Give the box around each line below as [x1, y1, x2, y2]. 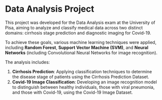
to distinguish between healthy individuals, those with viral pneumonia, [12, 84, 155, 90]
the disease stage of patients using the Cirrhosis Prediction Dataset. [12, 74, 150, 80]
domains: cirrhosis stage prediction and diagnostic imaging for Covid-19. [5, 30, 151, 36]
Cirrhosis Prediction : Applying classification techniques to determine [12, 68, 152, 74]
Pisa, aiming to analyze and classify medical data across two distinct [5, 24, 143, 30]
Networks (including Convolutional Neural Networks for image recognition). [5, 50, 158, 56]
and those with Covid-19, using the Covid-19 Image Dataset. [12, 89, 133, 95]
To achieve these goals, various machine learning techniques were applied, [5, 39, 157, 45]
